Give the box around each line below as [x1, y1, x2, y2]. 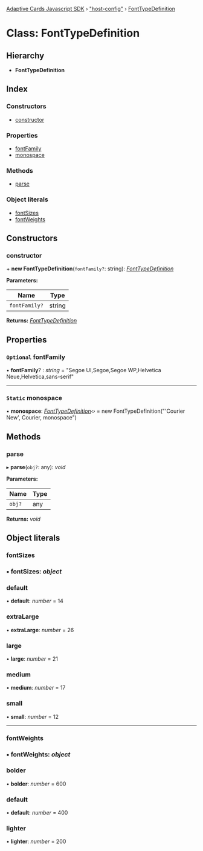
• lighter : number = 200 [6, 838, 66, 845]
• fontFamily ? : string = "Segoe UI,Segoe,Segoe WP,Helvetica [6, 366, 161, 373]
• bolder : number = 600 [6, 780, 66, 787]
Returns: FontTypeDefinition [6, 317, 77, 324]
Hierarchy [6, 50, 45, 61]
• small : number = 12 [6, 713, 59, 720]
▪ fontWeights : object [6, 750, 71, 758]
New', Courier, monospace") [6, 414, 77, 421]
